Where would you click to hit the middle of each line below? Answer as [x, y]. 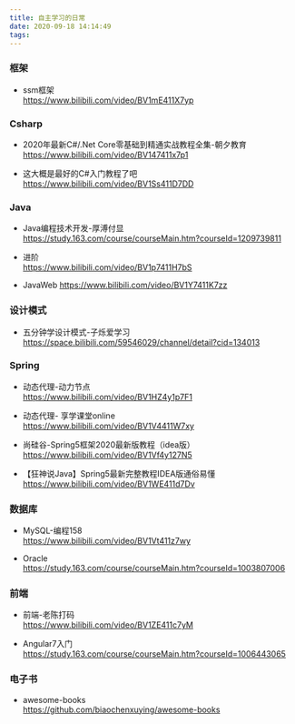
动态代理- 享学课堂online [69, 416]
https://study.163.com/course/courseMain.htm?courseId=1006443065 [154, 654]
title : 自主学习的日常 [48, 18]
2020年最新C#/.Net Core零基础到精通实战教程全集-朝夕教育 [134, 144]
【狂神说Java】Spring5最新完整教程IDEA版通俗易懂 [119, 473]
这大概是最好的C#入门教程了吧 [80, 173]
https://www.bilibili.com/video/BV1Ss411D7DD [108, 184]
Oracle [35, 558]
